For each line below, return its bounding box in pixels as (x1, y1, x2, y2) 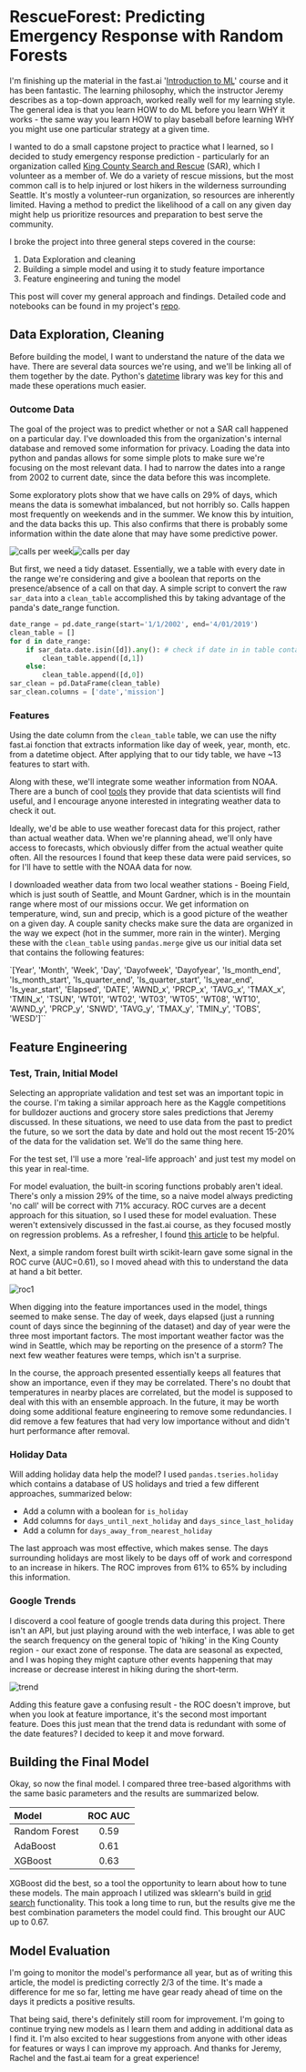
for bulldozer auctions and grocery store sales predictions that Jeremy (9, 1106, 274, 1117)
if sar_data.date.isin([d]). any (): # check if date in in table (25, 645, 275, 655)
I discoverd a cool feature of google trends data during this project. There (9, 1615, 285, 1626)
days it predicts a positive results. (9, 1996, 136, 2007)
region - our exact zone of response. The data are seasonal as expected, (9, 1644, 283, 1655)
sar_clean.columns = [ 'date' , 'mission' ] (9, 687, 166, 697)
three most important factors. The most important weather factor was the (9, 1330, 284, 1341)
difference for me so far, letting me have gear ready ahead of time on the (9, 1986, 283, 1997)
